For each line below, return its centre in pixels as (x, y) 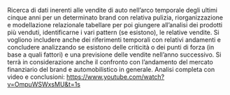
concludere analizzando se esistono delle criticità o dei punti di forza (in (111, 47)
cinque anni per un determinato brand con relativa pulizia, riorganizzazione (115, 17)
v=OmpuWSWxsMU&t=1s (44, 84)
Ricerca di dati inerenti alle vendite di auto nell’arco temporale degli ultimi (113, 10)
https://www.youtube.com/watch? (115, 77)
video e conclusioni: (36, 77)
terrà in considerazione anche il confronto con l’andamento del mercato (110, 62)
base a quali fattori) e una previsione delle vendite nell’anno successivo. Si (114, 54)
